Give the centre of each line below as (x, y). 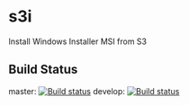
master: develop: (67, 91)
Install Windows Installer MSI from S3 (78, 41)
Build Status (43, 70)
